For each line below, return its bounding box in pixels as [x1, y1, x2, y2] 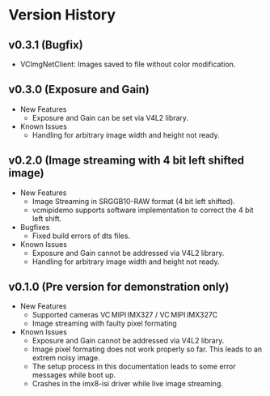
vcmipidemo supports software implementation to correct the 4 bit [32, 205, 254, 215]
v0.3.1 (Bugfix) [8, 38, 83, 52]
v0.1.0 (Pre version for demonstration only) [8, 280, 230, 294]
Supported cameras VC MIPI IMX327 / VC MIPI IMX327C [32, 310, 218, 320]
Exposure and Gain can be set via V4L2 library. [32, 113, 188, 122]
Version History [8, 6, 116, 24]
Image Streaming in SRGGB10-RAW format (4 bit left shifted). [32, 196, 236, 206]
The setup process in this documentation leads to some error [32, 362, 236, 372]
